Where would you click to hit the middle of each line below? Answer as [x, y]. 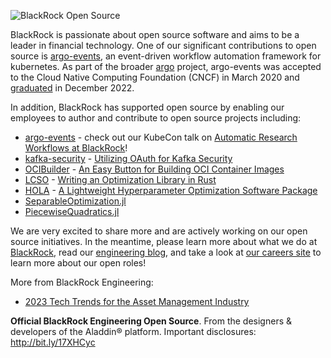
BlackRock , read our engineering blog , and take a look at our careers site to [166, 252]
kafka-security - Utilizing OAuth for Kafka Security [128, 158]
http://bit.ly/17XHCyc [53, 342]
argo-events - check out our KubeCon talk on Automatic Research [161, 137]
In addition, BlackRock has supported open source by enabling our [147, 107]
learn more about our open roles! [78, 263]
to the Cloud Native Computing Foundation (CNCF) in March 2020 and [155, 77]
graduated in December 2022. [72, 88]
